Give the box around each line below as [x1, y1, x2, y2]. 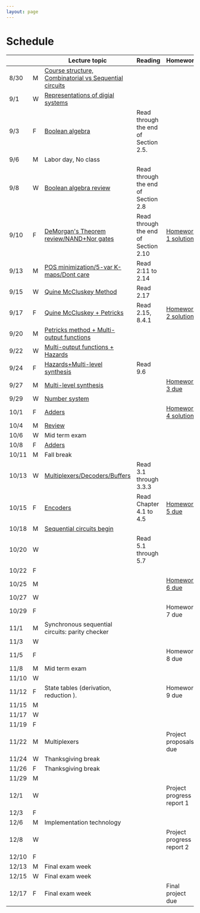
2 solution [165, 312, 195, 320]
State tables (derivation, [44, 683, 112, 692]
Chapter [136, 500, 160, 508]
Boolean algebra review [44, 184, 111, 192]
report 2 [165, 842, 189, 851]
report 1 [165, 799, 189, 807]
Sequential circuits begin [44, 524, 114, 533]
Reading [136, 56, 161, 65]
